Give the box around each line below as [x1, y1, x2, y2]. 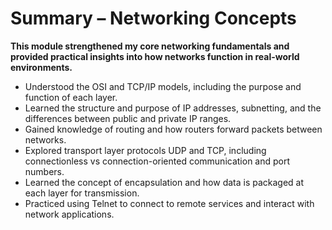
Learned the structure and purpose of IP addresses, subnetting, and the [24, 102, 322, 114]
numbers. [24, 165, 65, 177]
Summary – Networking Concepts [10, 7, 297, 30]
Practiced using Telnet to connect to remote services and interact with [24, 197, 315, 209]
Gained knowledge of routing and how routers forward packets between [24, 123, 323, 135]
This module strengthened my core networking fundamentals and [10, 40, 290, 52]
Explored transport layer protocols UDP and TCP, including [24, 144, 267, 156]
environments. [10, 61, 73, 73]
